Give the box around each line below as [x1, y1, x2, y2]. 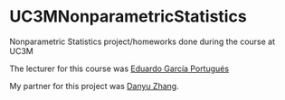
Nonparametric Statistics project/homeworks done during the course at [9, 36, 276, 47]
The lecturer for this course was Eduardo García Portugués [9, 63, 229, 74]
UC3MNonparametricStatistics [9, 6, 247, 27]
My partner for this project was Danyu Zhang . [9, 80, 179, 91]
